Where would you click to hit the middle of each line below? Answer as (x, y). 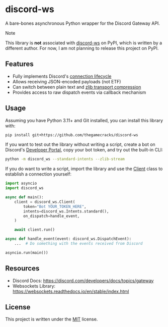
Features (19, 64)
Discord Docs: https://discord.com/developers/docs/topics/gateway (83, 281)
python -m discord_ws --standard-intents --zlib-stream (65, 159)
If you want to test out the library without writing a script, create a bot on (80, 144)
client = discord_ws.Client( (45, 202)
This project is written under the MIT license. (52, 319)
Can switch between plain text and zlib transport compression (77, 87)
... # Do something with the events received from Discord (78, 244)
